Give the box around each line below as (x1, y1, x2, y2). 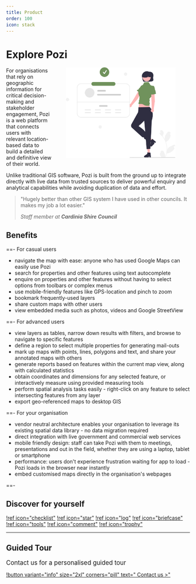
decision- (23, 92, 47, 99)
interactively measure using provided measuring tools (14, 380, 144, 387)
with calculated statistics (14, 367, 75, 374)
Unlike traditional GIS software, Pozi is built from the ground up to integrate (6, 172, 187, 179)
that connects (6, 123, 40, 130)
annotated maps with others (14, 354, 82, 361)
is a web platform (6, 117, 48, 124)
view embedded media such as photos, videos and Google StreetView (14, 307, 184, 314)
